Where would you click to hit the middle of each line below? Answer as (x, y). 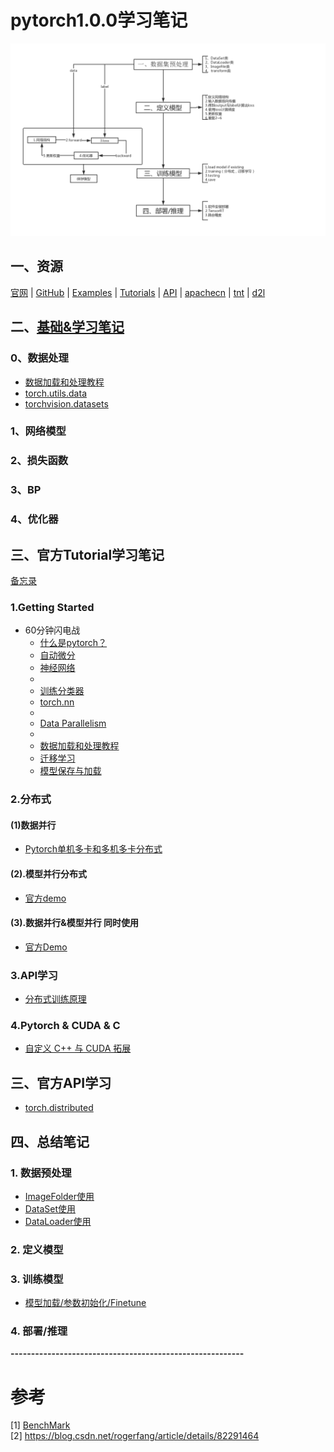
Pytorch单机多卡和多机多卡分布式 (93, 849)
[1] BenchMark (40, 1425)
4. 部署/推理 (39, 1331)
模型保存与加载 (70, 771)
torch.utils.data (55, 393)
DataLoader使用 (58, 1221)
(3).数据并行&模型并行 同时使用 (74, 923)
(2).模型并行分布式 (49, 874)
